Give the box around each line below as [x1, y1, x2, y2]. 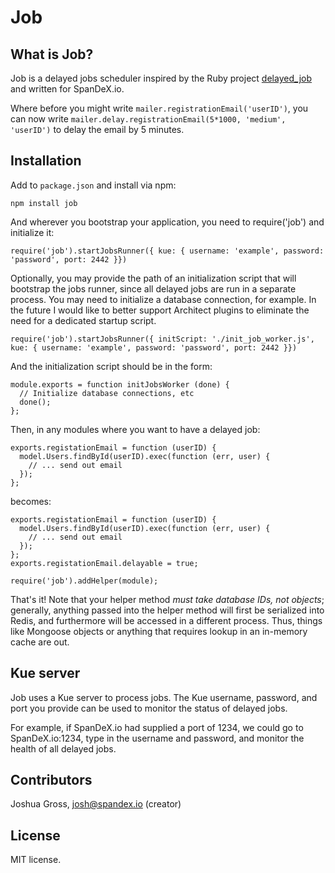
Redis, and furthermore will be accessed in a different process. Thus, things [10, 614, 323, 626]
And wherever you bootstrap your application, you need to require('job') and [10, 216, 325, 228]
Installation [10, 152, 82, 170]
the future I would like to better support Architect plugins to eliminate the [10, 304, 310, 316]
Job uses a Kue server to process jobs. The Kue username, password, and [10, 691, 318, 703]
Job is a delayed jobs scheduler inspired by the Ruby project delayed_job [10, 72, 313, 84]
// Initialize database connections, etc [19, 388, 195, 398]
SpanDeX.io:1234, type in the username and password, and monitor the [10, 732, 305, 744]
